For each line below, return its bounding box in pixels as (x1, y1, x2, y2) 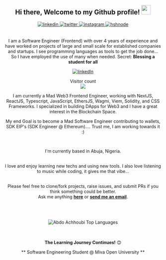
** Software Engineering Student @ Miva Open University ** (21, 249, 145, 255)
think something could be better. (50, 188, 116, 194)
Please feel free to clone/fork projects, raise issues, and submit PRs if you (7, 183, 159, 189)
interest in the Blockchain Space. (49, 108, 117, 114)
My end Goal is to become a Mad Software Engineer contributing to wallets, (5, 118, 161, 124)
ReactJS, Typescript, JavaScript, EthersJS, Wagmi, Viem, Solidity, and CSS (6, 98, 160, 104)
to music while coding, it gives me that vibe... (36, 168, 130, 174)
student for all (68, 59, 98, 65)
